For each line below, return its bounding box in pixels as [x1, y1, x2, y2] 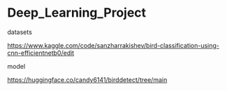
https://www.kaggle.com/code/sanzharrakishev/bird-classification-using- [7, 41, 220, 49]
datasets [7, 28, 33, 36]
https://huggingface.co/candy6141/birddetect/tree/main [7, 75, 168, 84]
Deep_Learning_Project [7, 5, 147, 21]
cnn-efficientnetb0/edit [7, 49, 75, 57]
